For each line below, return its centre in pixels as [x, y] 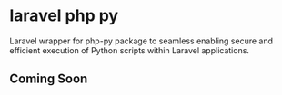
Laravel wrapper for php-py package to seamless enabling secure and [141, 41]
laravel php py [64, 16]
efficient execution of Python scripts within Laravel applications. [130, 50]
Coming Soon [49, 79]
